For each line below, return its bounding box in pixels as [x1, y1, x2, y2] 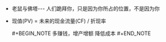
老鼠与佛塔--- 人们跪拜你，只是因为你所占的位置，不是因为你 [11, 5, 160, 12]
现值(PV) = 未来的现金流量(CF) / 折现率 [11, 17, 107, 24]
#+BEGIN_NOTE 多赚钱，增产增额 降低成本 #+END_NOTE [11, 30, 151, 37]
